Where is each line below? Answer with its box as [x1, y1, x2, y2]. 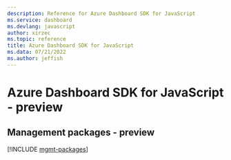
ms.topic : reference [7, 36, 67, 43]
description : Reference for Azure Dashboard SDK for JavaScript [7, 10, 196, 17]
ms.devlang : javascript [7, 23, 76, 30]
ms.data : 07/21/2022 [7, 49, 67, 56]
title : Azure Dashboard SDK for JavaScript [7, 42, 134, 49]
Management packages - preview [7, 127, 155, 139]
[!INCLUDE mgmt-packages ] [7, 145, 88, 153]
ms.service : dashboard [7, 17, 72, 23]
